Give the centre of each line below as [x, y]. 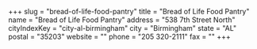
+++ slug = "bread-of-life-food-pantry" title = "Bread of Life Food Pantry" [129, 11]
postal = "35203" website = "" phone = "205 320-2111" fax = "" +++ [120, 36]
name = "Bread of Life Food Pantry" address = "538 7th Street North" [122, 20]
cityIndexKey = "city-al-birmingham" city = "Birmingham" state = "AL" [122, 28]
